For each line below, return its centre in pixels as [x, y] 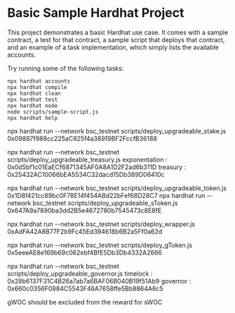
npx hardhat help [33, 118]
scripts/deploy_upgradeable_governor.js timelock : [80, 273]
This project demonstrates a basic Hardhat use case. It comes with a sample [118, 32]
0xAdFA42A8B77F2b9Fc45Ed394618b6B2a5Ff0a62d [85, 231]
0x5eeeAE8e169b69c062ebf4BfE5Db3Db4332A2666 [85, 252]
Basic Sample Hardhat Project [96, 13]
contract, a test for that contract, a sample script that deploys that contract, [116, 39]
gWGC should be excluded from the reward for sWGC [85, 302]
